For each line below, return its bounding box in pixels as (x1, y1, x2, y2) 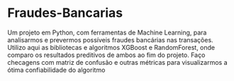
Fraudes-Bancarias (7, 5, 123, 21)
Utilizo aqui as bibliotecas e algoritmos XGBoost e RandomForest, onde (7, 43, 216, 51)
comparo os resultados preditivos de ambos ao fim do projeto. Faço (7, 51, 206, 59)
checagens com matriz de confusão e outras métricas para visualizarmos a (7, 58, 228, 66)
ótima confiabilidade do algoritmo (7, 66, 106, 74)
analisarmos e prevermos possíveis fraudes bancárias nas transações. (7, 35, 214, 44)
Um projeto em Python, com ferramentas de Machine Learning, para (7, 28, 207, 37)
